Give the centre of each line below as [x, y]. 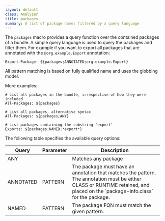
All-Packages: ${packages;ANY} [37, 116]
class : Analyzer [22, 14]
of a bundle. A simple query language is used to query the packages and [79, 43]
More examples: [21, 86]
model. [12, 76]
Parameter [55, 150]
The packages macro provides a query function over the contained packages [82, 37]
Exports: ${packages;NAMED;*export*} [44, 129]
